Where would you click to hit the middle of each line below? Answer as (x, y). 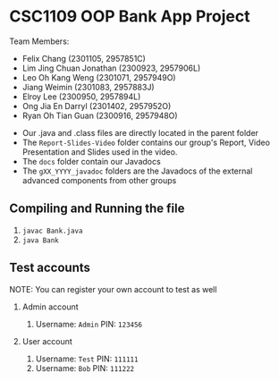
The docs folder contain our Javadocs (91, 161)
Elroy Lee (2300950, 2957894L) (81, 97)
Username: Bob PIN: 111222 (85, 368)
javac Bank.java (52, 231)
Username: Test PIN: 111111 (87, 359)
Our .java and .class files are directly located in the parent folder (140, 132)
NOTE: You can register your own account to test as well (113, 289)
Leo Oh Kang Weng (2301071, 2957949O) (99, 77)
